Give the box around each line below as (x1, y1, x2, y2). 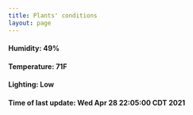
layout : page (8, 19, 52, 27)
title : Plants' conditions (8, 11, 98, 20)
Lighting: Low (8, 80, 54, 90)
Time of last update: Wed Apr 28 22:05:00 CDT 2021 (8, 98, 186, 107)
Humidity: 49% (8, 44, 60, 53)
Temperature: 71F (8, 61, 68, 71)
